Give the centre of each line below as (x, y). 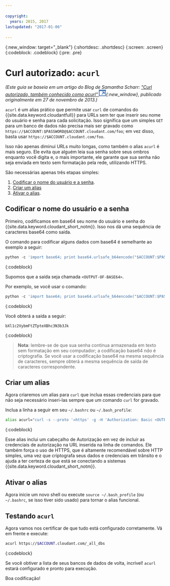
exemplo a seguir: (24, 247)
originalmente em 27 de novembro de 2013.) (51, 100)
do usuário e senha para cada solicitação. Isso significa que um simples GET (84, 120)
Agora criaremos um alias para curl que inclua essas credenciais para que (83, 395)
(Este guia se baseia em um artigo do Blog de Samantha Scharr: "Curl (79, 87)
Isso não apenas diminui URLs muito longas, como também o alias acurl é (82, 147)
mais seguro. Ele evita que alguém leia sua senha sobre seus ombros (77, 152)
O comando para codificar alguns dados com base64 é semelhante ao (79, 242)
